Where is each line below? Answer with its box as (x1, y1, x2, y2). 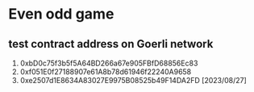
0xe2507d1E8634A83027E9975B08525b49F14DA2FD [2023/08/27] (19, 76, 248, 85)
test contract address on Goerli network (8, 37, 214, 51)
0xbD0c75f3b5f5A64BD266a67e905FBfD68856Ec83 (19, 58, 198, 68)
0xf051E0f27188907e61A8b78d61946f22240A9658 (19, 67, 192, 77)
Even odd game (8, 5, 115, 23)
